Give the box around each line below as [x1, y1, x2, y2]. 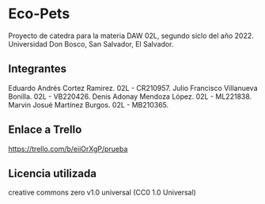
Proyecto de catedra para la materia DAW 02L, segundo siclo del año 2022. [8, 31, 255, 40]
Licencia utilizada [8, 167, 97, 180]
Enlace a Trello [8, 123, 82, 137]
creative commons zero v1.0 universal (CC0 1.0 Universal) [8, 187, 196, 198]
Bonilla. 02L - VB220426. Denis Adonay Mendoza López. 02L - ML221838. [8, 92, 252, 101]
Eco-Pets [8, 5, 70, 23]
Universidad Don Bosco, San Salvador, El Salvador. [8, 39, 174, 48]
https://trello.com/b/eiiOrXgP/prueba [8, 144, 128, 153]
